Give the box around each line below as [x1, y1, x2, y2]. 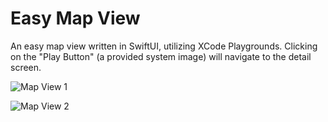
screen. [10, 61, 42, 73]
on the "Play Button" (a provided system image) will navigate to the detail [10, 50, 312, 62]
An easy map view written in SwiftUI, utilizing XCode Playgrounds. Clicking [10, 40, 318, 52]
